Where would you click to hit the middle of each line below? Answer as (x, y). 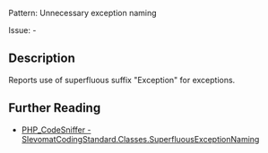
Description (42, 59)
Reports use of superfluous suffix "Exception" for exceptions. (122, 80)
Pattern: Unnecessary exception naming (83, 13)
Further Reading (55, 108)
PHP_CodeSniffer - (56, 130)
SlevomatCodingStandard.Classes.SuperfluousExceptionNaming (140, 139)
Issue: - (22, 30)
